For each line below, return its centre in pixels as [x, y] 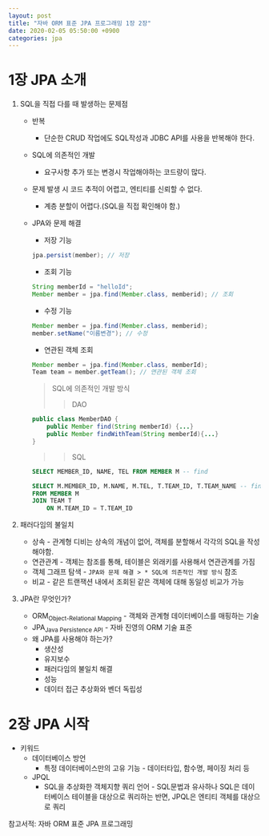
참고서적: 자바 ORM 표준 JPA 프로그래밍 [71, 823]
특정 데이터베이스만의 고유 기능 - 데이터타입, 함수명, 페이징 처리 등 [147, 768]
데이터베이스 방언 [59, 757]
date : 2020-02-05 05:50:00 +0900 [64, 30]
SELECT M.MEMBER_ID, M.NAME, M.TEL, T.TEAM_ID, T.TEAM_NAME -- [140, 486]
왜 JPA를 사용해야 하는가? [72, 639]
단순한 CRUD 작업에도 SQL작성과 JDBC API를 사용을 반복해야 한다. [149, 138]
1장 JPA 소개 [47, 80]
